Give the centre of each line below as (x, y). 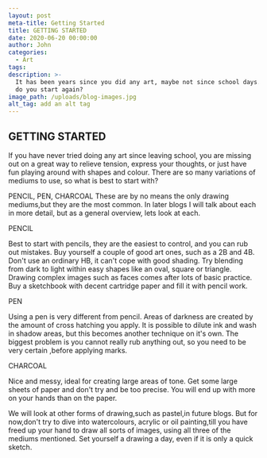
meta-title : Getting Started (56, 23)
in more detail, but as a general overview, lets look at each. (104, 213)
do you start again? (49, 89)
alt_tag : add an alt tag (49, 104)
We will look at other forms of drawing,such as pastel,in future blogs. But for (133, 413)
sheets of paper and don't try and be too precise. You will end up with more (132, 389)
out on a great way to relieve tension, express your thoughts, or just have (128, 164)
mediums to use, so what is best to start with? (83, 180)
